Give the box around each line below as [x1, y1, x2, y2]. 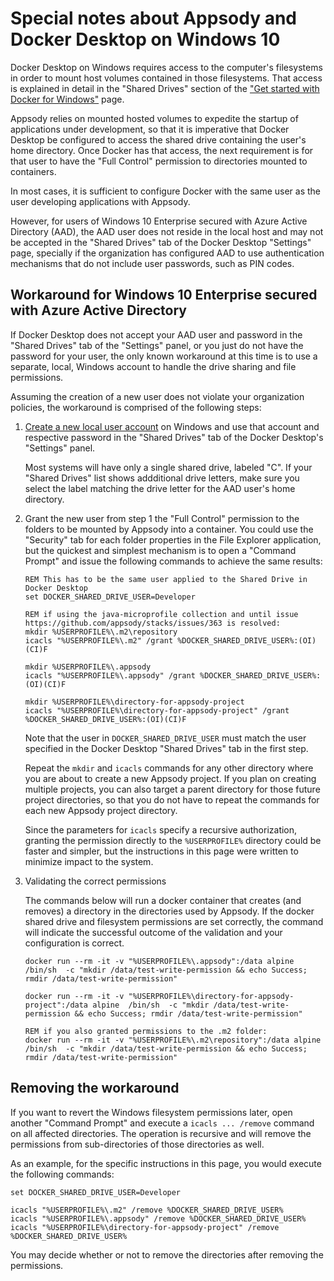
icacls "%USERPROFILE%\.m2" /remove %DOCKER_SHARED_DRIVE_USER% [10, 1205, 284, 1215]
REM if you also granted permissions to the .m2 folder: [24, 1026, 268, 1036]
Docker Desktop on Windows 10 [10, 28, 281, 51]
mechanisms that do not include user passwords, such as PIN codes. [10, 257, 295, 269]
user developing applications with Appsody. [10, 195, 191, 207]
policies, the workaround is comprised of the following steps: [10, 401, 262, 413]
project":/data [24, 1000, 89, 1010]
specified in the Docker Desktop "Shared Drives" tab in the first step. [24, 742, 309, 754]
